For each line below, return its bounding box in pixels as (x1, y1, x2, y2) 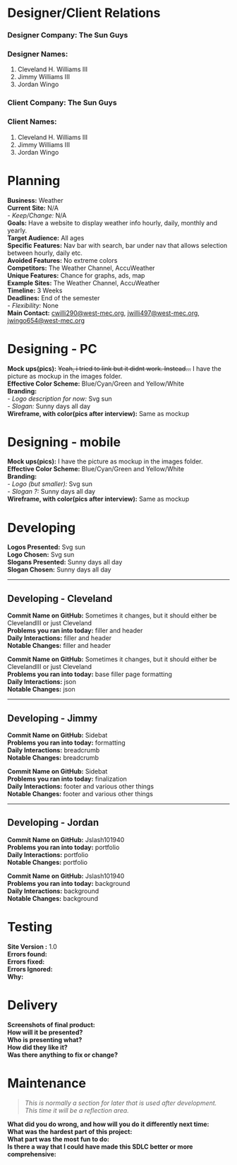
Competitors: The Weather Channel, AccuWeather (7, 264, 155, 272)
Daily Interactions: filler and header (7, 634, 112, 642)
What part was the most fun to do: (7, 1135, 109, 1143)
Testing (7, 919, 53, 935)
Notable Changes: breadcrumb (7, 754, 99, 762)
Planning (7, 172, 61, 189)
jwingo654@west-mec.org (7, 316, 85, 324)
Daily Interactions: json (7, 678, 76, 686)
